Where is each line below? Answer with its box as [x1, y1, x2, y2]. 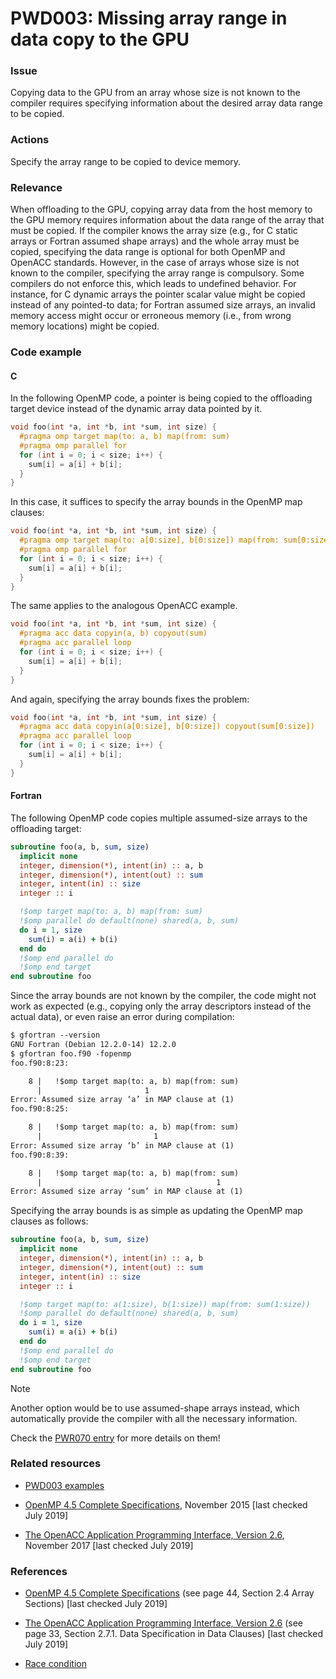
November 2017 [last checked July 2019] [24, 1539, 194, 1551]
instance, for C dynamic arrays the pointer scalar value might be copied [10, 288, 306, 301]
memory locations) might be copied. [10, 320, 160, 332]
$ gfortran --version [10, 1030, 101, 1041]
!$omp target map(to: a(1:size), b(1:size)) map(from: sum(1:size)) [19, 1299, 311, 1309]
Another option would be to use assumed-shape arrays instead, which [10, 1402, 300, 1414]
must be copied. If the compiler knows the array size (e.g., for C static [10, 225, 298, 237]
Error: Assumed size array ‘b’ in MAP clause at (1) [10, 1140, 235, 1151]
